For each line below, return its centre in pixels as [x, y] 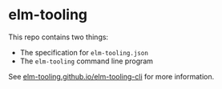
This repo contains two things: [59, 37]
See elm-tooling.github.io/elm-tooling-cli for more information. [111, 76]
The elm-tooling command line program [87, 61]
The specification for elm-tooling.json [84, 52]
